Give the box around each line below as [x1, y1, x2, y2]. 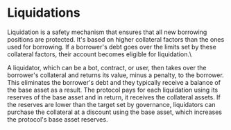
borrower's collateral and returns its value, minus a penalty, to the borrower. [7, 71, 224, 79]
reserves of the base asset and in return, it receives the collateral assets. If [7, 92, 221, 101]
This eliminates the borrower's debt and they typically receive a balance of [7, 78, 221, 86]
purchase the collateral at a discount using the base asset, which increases [7, 108, 222, 116]
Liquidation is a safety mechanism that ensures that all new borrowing [7, 28, 207, 36]
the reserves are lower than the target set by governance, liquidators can [7, 100, 216, 108]
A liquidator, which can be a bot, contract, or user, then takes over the [7, 63, 207, 72]
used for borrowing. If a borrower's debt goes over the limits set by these [7, 42, 216, 51]
